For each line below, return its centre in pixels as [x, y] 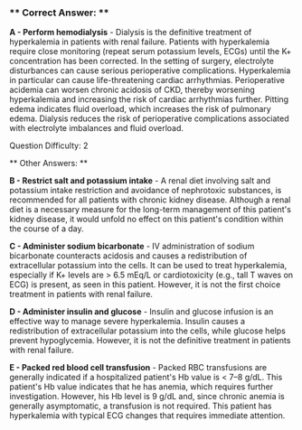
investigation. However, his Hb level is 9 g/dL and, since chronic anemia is [147, 397]
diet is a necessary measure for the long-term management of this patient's [151, 210]
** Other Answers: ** [49, 164]
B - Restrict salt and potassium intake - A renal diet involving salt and [140, 181]
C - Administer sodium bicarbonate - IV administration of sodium [132, 247]
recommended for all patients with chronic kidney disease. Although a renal [150, 200]
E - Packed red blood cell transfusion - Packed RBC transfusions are [138, 368]
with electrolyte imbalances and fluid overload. [96, 128]
